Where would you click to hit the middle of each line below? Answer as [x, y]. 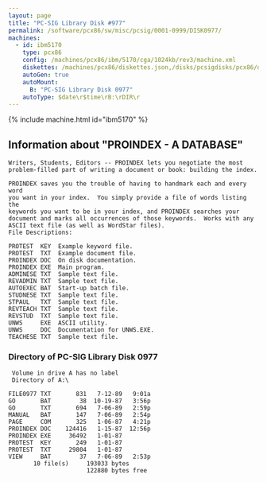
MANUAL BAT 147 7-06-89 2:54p [79, 415]
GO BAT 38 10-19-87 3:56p [79, 401]
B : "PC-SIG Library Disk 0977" [81, 89]
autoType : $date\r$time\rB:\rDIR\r [81, 97]
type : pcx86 [42, 52]
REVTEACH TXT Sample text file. [64, 309]
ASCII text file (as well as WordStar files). [87, 226]
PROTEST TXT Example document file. [72, 254]
